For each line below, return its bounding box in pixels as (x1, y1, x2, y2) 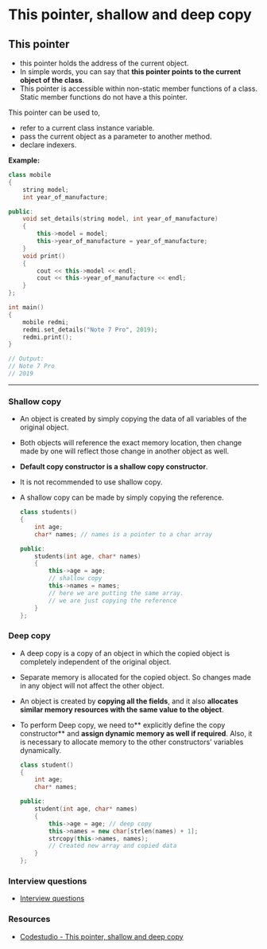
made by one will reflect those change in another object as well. (19, 446, 230, 456)
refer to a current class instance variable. (19, 124, 155, 132)
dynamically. (19, 745, 62, 755)
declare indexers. (19, 140, 77, 149)
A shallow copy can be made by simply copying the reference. (19, 492, 224, 503)
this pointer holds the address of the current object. (19, 58, 189, 68)
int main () (8, 304, 44, 312)
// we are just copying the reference (48, 596, 177, 605)
